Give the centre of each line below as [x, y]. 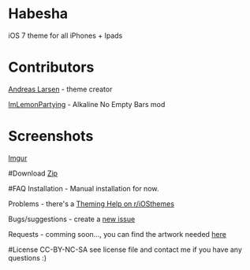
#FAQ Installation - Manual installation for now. [84, 188]
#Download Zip [33, 173]
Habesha [38, 14]
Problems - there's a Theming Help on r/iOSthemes [91, 203]
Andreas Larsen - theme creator [60, 89]
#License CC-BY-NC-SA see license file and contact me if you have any [125, 250]
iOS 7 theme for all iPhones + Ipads [65, 35]
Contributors [51, 67]
